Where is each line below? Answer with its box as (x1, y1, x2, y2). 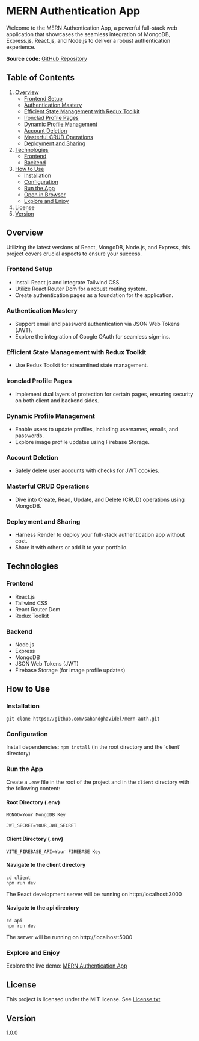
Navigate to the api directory (6, 904, 79, 911)
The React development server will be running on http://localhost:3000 (6, 890, 182, 898)
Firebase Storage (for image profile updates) (14, 666, 126, 674)
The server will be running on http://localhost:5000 (6, 934, 133, 941)
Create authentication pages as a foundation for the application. (14, 291, 173, 299)
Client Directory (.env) (6, 836, 63, 842)
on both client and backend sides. (14, 396, 99, 404)
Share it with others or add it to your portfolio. (14, 543, 128, 551)
